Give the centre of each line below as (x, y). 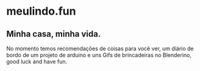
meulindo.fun (41, 11)
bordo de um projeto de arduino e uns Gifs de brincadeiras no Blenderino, (99, 55)
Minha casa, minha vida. (54, 34)
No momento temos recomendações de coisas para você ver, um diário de (100, 48)
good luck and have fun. (37, 62)
